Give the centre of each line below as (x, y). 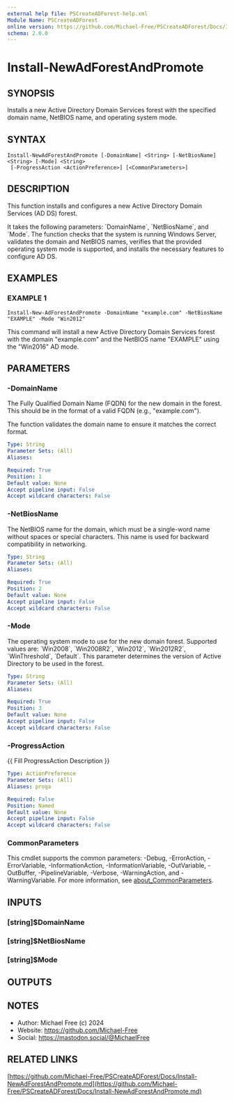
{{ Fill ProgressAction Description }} (58, 761)
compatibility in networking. (47, 544)
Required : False (31, 799)
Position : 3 (24, 709)
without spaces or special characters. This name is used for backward (108, 536)
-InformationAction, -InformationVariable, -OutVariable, (127, 866)
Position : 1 (24, 476)
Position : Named (31, 806)
